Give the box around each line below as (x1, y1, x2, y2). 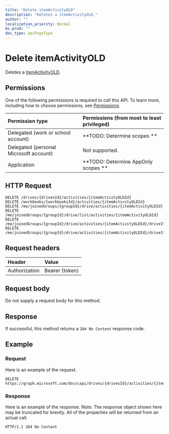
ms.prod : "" (5, 26, 30, 31)
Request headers (5, 244, 60, 252)
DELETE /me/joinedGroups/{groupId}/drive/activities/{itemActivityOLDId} (5, 203, 163, 209)
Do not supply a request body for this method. (5, 298, 101, 304)
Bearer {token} (44, 267, 79, 274)
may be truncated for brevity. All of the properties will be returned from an (5, 409, 159, 415)
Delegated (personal (8, 143, 56, 151)
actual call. (5, 414, 28, 420)
